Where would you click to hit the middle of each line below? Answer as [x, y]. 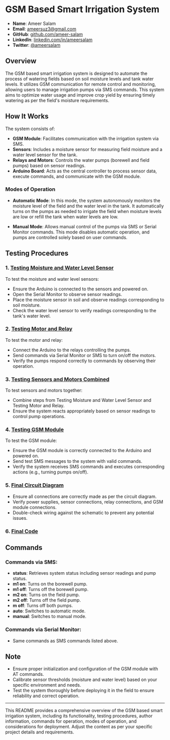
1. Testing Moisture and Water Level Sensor [59, 268]
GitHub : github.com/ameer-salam [48, 34]
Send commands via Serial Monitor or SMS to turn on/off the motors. [84, 355]
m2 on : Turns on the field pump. [46, 595]
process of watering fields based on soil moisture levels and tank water [80, 79]
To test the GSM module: [31, 440]
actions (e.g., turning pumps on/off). [50, 472]
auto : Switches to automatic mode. [49, 611]
